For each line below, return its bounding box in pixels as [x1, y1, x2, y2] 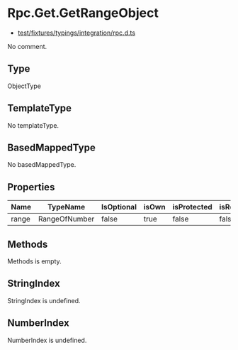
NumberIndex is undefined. [7, 336, 87, 344]
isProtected [172, 202, 212, 212]
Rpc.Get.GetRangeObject [7, 5, 159, 21]
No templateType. [7, 121, 59, 129]
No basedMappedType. [7, 160, 76, 169]
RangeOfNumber [38, 214, 95, 224]
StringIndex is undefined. [7, 296, 81, 305]
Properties [7, 181, 55, 193]
